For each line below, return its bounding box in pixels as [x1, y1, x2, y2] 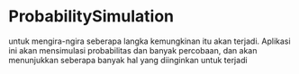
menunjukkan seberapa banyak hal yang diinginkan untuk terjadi [8, 54, 249, 65]
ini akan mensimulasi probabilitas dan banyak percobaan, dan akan [8, 45, 258, 55]
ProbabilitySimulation [8, 6, 175, 27]
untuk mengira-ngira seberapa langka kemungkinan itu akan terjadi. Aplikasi [8, 36, 291, 46]
